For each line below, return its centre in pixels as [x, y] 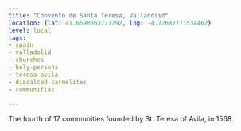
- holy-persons [33, 67]
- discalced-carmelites [48, 82]
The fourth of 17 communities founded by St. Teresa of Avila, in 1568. [121, 119]
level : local [30, 30]
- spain [21, 45]
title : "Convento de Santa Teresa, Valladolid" [89, 15]
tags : [17, 38]
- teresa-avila [33, 75]
